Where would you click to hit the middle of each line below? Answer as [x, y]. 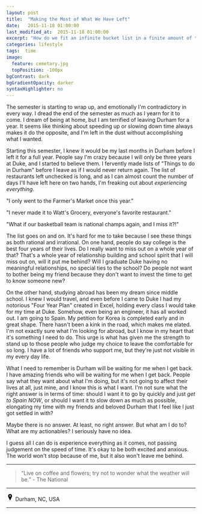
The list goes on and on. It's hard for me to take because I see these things [99, 236]
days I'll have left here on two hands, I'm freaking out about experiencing [97, 183]
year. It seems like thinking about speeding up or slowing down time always [100, 126]
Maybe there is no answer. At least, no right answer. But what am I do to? [96, 425]
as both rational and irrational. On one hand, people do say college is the [96, 243]
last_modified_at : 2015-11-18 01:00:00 [58, 32]
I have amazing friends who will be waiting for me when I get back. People [98, 375]
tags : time [21, 51]
